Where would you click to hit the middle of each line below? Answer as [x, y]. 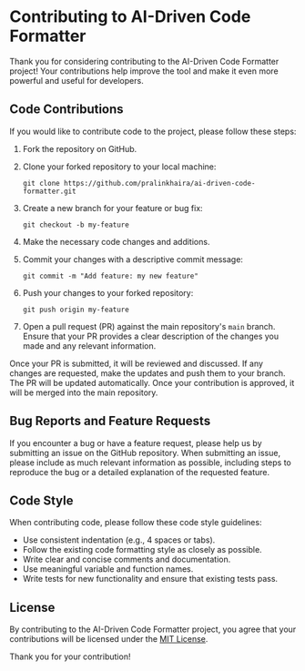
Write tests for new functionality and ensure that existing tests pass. [150, 579]
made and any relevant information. [89, 346]
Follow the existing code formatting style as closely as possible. [142, 550]
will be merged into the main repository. [84, 392]
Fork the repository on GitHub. [80, 148]
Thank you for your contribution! [70, 656]
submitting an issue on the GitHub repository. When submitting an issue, [145, 452]
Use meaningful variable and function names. [108, 569]
